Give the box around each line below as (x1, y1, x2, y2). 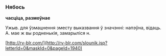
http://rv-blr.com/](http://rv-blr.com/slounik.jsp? (7, 40, 108, 46)
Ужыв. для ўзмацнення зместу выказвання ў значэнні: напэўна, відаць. (5, 25, 162, 31)
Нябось (5, 4, 25, 11)
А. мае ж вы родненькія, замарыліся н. (5, 30, 91, 36)
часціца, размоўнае (5, 15, 51, 21)
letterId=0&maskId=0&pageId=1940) (5, 45, 83, 51)
